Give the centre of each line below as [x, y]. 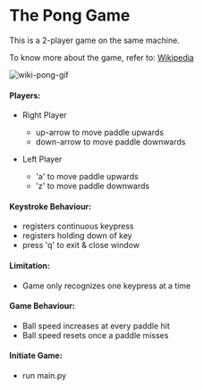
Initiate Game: [36, 356]
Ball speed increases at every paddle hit [96, 326]
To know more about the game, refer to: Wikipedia [101, 57]
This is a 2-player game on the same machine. [95, 40]
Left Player [42, 159]
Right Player [44, 115]
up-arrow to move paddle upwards [99, 133]
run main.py [44, 375]
